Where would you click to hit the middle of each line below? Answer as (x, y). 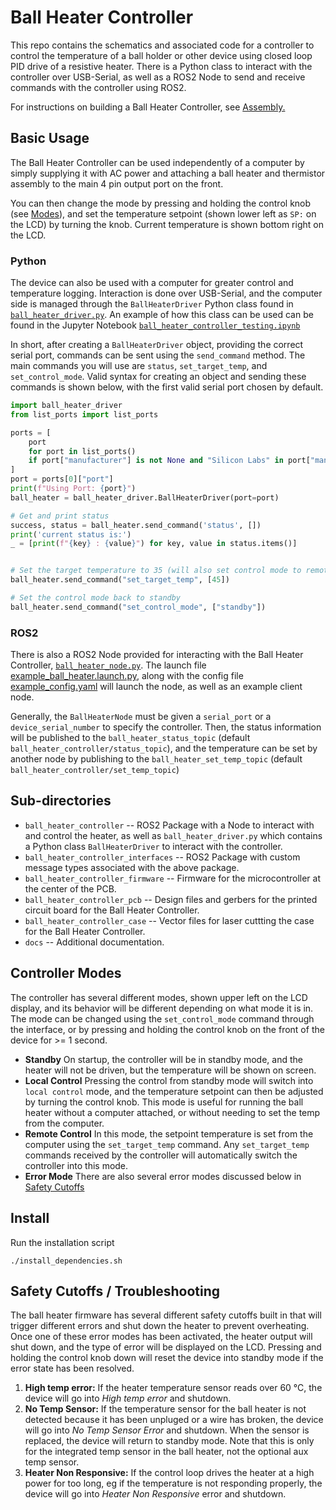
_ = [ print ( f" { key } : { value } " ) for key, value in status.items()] (154, 544)
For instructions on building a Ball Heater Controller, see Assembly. (148, 107)
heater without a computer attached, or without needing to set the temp (172, 1112)
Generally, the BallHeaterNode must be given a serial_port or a (141, 717)
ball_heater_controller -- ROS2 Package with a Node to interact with (169, 825)
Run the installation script (62, 1242)
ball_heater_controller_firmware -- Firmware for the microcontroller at (173, 878)
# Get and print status (60, 516)
